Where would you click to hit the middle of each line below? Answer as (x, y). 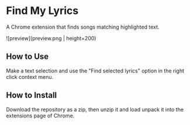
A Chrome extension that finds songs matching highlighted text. (83, 27)
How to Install (32, 96)
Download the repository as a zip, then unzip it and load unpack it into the (95, 109)
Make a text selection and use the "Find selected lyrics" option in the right (95, 71)
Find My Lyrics (42, 11)
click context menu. (30, 77)
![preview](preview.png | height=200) (51, 38)
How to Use (27, 57)
